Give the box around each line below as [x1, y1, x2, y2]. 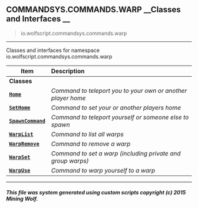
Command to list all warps [51, 130, 124, 138]
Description [51, 67, 85, 75]
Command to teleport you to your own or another [51, 86, 187, 95]
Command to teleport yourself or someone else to [51, 113, 189, 121]
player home [51, 94, 86, 102]
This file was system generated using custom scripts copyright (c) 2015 [6, 189, 186, 196]
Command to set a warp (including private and [51, 149, 181, 157]
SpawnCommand [9, 118, 46, 124]
